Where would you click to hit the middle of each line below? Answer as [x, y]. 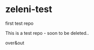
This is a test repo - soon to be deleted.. [47, 33]
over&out [15, 43]
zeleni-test [29, 9]
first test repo [20, 23]
